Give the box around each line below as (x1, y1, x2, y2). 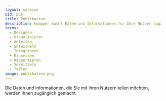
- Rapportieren (9, 58, 41, 63)
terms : (5, 26, 19, 31)
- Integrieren (9, 48, 39, 53)
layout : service (5, 7, 39, 12)
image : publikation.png (5, 71, 54, 76)
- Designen (9, 30, 32, 35)
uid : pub (5, 12, 23, 17)
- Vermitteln (9, 62, 37, 67)
